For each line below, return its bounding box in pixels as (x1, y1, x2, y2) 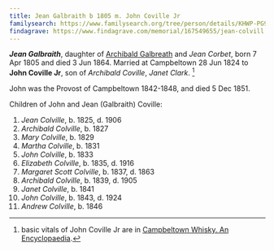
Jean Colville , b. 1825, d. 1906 (20, 115, 122, 125)
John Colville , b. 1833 (20, 149, 94, 159)
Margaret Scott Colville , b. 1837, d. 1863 (20, 167, 155, 177)
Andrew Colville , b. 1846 (20, 201, 103, 211)
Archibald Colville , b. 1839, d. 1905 (20, 175, 137, 185)
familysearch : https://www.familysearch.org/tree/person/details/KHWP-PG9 (9, 19, 268, 28)
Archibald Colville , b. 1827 (20, 123, 109, 134)
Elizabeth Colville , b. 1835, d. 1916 (20, 158, 135, 168)
